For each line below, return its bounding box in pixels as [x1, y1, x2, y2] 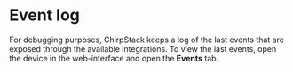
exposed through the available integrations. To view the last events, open [9, 43, 277, 54]
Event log [9, 5, 80, 25]
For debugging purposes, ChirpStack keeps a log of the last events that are [9, 34, 284, 45]
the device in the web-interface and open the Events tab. [9, 53, 219, 63]
